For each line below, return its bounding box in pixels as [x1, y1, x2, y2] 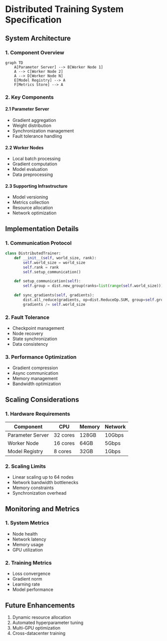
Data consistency [12, 341, 48, 347]
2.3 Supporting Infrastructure [5, 183, 68, 189]
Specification [5, 14, 62, 25]
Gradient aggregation [12, 117, 56, 123]
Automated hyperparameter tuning [12, 620, 83, 626]
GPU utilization [12, 547, 43, 553]
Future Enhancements [5, 601, 76, 610]
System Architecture [5, 34, 71, 42]
